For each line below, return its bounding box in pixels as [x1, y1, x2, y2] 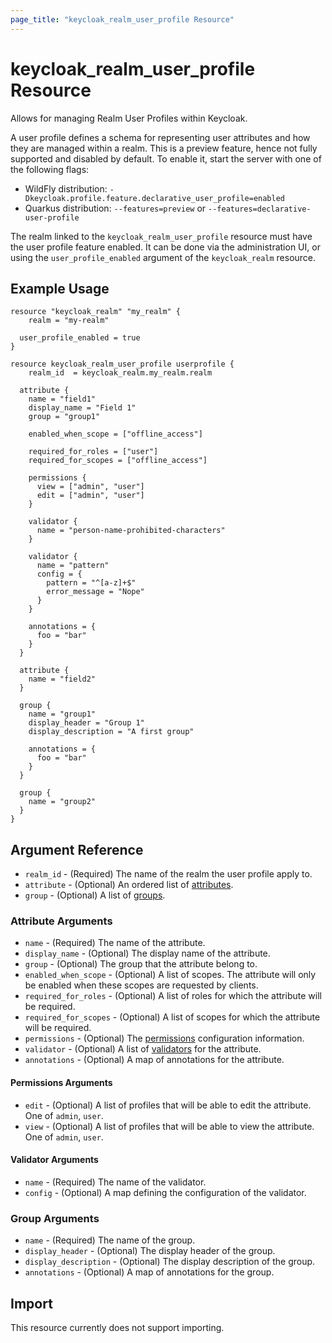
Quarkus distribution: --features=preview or [24, 202, 207, 214]
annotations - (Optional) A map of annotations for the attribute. [24, 1054, 285, 1066]
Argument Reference [10, 841, 144, 858]
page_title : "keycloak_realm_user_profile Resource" [10, 14, 235, 25]
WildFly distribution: [24, 182, 108, 195]
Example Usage [10, 280, 110, 297]
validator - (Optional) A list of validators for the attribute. [24, 1043, 262, 1055]
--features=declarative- [208, 204, 312, 214]
